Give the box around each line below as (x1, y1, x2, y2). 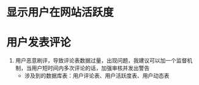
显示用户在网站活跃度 (6, 5, 115, 19)
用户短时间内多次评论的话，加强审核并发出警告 (31, 64, 150, 72)
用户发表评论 (6, 36, 72, 49)
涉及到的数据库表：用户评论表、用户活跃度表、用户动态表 (24, 72, 170, 80)
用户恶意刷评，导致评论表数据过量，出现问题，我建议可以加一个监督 (15, 57, 187, 64)
